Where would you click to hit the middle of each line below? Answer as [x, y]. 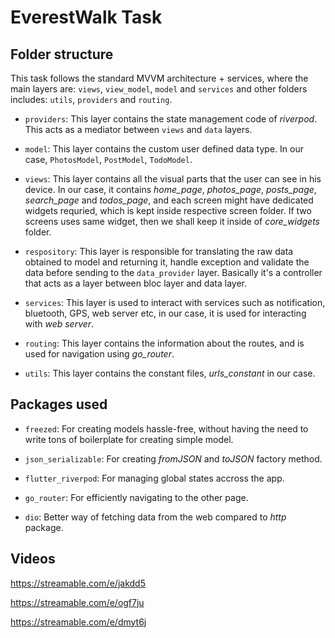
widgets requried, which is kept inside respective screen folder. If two [168, 210]
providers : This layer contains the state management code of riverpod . [171, 119]
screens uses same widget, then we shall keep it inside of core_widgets [172, 221]
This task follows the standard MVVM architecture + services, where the [159, 78]
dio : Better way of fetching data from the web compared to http [155, 517]
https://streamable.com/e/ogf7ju [77, 602]
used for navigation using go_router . [99, 354]
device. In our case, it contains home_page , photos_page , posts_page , [170, 189]
